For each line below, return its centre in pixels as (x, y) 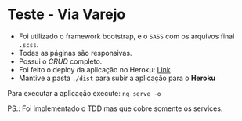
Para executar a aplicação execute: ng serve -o (84, 93)
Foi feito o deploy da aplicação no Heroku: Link (94, 69)
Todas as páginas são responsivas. (75, 53)
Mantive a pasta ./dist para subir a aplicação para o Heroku (117, 78)
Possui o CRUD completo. (60, 61)
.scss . (29, 44)
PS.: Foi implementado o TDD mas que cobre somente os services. (115, 108)
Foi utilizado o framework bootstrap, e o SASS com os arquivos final (126, 36)
